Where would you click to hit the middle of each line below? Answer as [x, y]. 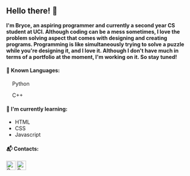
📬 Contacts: [23, 149]
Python [21, 84]
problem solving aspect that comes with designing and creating [87, 38]
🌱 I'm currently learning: [37, 109]
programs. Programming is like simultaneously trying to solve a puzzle [95, 44]
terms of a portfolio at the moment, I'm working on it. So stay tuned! [92, 56]
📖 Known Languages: [33, 70]
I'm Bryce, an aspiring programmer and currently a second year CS [91, 25]
